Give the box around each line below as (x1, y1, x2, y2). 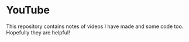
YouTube (6, 3, 50, 17)
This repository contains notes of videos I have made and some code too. (6, 23, 184, 30)
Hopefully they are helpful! (6, 29, 70, 36)
